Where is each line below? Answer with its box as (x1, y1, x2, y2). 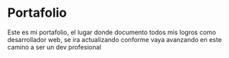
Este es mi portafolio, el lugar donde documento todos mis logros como (7, 28, 216, 36)
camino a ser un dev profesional (7, 43, 101, 51)
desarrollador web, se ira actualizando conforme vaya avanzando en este (7, 35, 222, 43)
